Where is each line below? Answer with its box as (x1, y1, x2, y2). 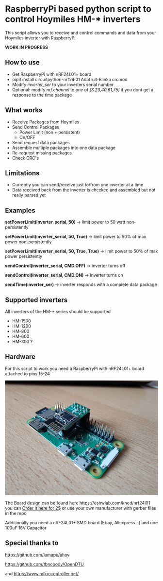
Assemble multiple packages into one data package (12, 145, 116, 150)
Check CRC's (12, 155, 39, 161)
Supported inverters (5, 296, 68, 304)
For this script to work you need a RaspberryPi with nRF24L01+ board (5, 365, 145, 371)
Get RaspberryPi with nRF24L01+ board (12, 71, 92, 77)
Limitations (5, 169, 40, 177)
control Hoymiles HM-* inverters (5, 14, 141, 25)
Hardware (5, 353, 35, 361)
